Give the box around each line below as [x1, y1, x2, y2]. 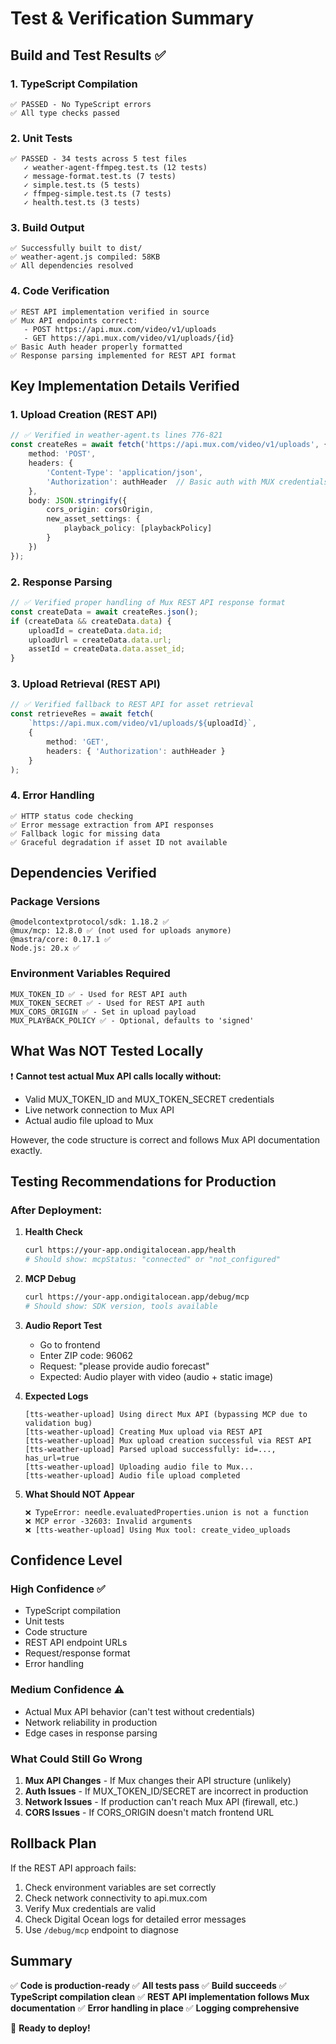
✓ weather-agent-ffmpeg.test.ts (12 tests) [23, 163, 208, 173]
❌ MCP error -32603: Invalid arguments [24, 1516, 193, 1526]
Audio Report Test [24, 1319, 103, 1331]
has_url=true [24, 1453, 80, 1463]
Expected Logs [24, 1390, 89, 1402]
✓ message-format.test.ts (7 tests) [23, 172, 177, 182]
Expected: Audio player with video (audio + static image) [39, 1370, 274, 1382]
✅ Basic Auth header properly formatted [10, 342, 183, 352]
